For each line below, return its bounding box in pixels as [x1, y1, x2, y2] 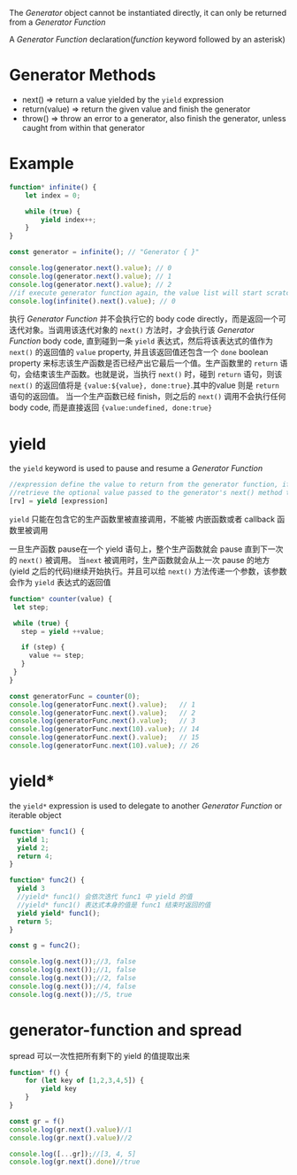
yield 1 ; [17, 835, 49, 844]
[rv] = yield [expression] [9, 497, 109, 506]
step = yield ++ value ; [20, 627, 104, 636]
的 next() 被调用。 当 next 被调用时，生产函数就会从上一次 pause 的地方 [9, 554, 270, 565]
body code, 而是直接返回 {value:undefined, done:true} [9, 402, 212, 413]
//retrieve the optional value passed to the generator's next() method [9, 489, 283, 498]
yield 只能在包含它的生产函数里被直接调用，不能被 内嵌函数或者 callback [9, 514, 276, 524]
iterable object [9, 809, 62, 820]
